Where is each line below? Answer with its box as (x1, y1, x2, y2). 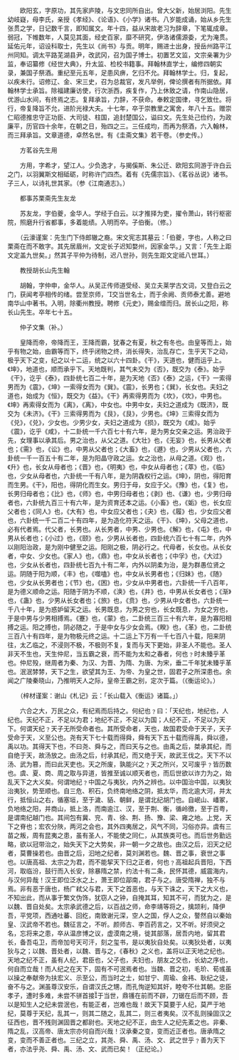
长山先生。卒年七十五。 (7, 308, 76, 316)
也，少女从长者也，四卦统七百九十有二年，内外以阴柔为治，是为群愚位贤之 (7, 561, 225, 569)
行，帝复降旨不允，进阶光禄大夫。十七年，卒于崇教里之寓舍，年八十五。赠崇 (7, 104, 232, 112)
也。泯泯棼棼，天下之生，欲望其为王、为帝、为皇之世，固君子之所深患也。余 (7, 668, 232, 676)
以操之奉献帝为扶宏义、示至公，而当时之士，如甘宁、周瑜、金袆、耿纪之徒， (7, 974, 232, 982)
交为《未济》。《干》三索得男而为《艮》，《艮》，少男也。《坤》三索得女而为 (7, 409, 219, 418)
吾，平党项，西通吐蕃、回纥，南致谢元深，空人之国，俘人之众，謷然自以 (7, 911, 219, 920)
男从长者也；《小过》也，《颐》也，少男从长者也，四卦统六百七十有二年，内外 (7, 534, 232, 542)
